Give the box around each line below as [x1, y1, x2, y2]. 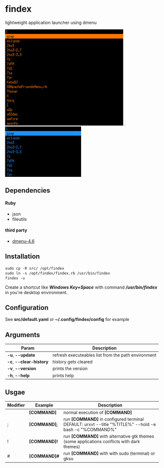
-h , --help [7, 372, 30, 378]
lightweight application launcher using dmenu [5, 20, 97, 25]
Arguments [5, 331, 41, 339]
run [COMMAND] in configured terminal [63, 416, 144, 422]
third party [5, 227, 28, 233]
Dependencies [5, 187, 50, 195]
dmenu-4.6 [12, 238, 35, 244]
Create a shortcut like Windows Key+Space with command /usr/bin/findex [5, 284, 158, 290]
